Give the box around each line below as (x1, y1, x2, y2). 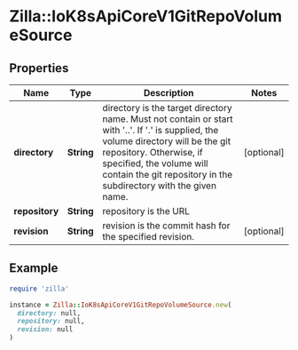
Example (9, 260, 59, 276)
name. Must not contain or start (102, 113, 233, 125)
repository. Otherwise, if (102, 147, 203, 158)
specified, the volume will (102, 157, 208, 170)
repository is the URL (102, 205, 191, 217)
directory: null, (17, 308, 82, 317)
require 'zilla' (9, 284, 69, 293)
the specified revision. (102, 231, 195, 243)
